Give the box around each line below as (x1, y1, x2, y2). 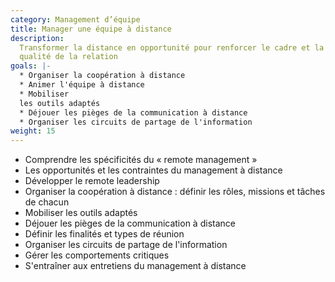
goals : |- (10, 61, 52, 71)
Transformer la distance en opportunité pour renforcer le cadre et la (19, 42, 325, 53)
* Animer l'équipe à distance (19, 80, 145, 90)
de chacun (24, 196, 70, 208)
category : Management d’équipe (10, 14, 141, 25)
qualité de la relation (19, 52, 118, 62)
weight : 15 (10, 126, 56, 136)
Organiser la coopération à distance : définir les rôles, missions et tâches (24, 186, 326, 198)
